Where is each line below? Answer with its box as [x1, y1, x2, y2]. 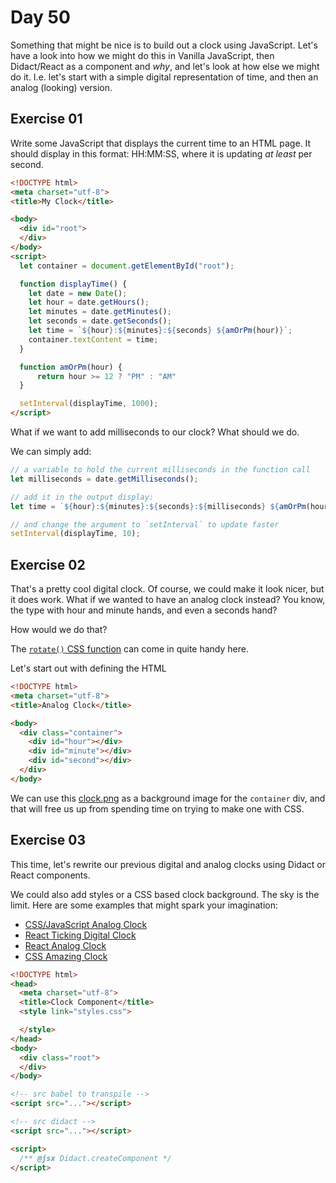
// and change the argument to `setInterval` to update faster [10, 519, 280, 530]
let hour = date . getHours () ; [28, 297, 150, 308]
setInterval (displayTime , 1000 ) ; [19, 399, 159, 409]
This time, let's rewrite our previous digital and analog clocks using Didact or [10, 858, 326, 870]
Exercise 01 [10, 111, 83, 128]
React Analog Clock [24, 939, 107, 951]
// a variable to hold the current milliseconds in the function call [10, 465, 311, 475]
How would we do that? [10, 624, 108, 636]
